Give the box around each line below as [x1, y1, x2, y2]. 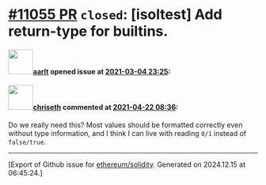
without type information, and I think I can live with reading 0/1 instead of [8, 128, 247, 138]
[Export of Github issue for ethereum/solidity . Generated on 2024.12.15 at [8, 160, 246, 169]
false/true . [8, 137, 46, 146]
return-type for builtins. [8, 22, 169, 40]
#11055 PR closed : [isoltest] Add [8, 6, 223, 24]
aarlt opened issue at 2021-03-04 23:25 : [32, 66, 171, 76]
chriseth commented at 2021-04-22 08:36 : [32, 103, 179, 112]
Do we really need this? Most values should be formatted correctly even [8, 120, 243, 130]
